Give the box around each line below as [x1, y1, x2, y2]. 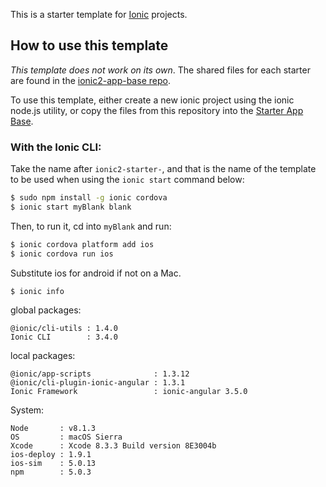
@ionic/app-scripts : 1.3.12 [10, 369, 190, 379]
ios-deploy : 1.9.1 [10, 450, 92, 460]
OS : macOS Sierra [10, 432, 123, 443]
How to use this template [10, 37, 169, 54]
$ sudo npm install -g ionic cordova [10, 193, 168, 203]
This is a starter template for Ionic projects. [10, 9, 188, 20]
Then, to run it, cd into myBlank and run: [10, 220, 172, 232]
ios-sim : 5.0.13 [10, 459, 97, 469]
